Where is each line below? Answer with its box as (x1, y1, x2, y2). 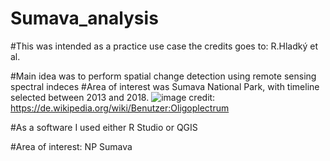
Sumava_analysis (10, 7, 159, 30)
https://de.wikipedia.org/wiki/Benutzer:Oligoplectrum (10, 102, 230, 114)
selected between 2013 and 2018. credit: (10, 91, 216, 103)
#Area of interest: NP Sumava (10, 140, 133, 152)
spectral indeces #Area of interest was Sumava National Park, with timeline (10, 80, 320, 92)
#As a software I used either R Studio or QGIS (10, 121, 198, 133)
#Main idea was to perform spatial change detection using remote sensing (10, 70, 317, 82)
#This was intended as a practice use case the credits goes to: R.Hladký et (10, 40, 319, 52)
